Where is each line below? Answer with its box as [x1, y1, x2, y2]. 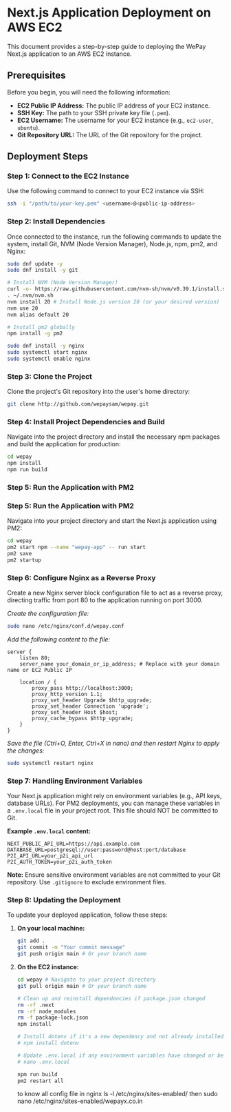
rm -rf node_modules [16, 1008, 76, 1015]
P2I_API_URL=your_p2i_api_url [7, 853, 94, 860]
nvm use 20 [7, 305, 38, 312]
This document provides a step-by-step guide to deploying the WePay [7, 42, 206, 50]
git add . [16, 937, 46, 944]
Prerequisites [7, 70, 66, 81]
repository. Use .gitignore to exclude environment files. [7, 878, 167, 886]
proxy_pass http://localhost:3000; [32, 684, 134, 691]
